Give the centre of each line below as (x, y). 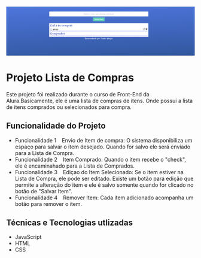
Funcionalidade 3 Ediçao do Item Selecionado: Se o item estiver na (99, 172)
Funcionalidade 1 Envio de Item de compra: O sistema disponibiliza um (103, 140)
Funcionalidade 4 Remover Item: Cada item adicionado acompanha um (104, 198)
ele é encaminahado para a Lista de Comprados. (75, 166)
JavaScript (28, 237)
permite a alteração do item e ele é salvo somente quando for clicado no (104, 185)
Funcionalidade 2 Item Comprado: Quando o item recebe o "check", (100, 159)
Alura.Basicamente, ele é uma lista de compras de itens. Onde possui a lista (100, 101)
